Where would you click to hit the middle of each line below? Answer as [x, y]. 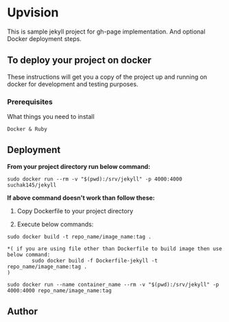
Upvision [33, 13]
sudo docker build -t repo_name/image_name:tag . [80, 237]
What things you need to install [51, 117]
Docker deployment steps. [45, 38]
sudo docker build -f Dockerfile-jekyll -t [95, 260]
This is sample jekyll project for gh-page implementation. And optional [106, 31]
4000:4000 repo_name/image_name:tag [59, 291]
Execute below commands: [55, 224]
